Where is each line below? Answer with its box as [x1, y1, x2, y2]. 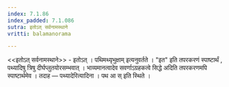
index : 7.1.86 [7, 10, 50, 18]
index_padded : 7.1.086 [7, 17, 74, 24]
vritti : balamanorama [7, 30, 72, 37]
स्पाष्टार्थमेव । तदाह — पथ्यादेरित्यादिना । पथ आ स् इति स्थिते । [7, 71, 151, 80]
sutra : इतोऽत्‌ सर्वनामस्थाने [7, 23, 69, 30]
